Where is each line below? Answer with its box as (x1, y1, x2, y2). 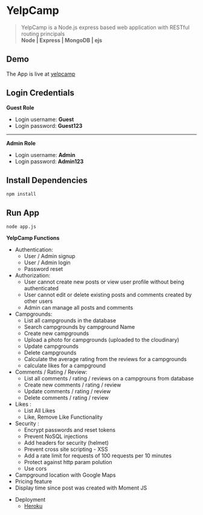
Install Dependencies (6, 175, 88, 185)
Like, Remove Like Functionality (24, 413, 103, 421)
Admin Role (6, 139, 36, 147)
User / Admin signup (24, 253, 76, 260)
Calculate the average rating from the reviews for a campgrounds (24, 356, 187, 363)
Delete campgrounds (24, 349, 77, 356)
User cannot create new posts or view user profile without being (24, 278, 184, 285)
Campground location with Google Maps (14, 471, 116, 479)
